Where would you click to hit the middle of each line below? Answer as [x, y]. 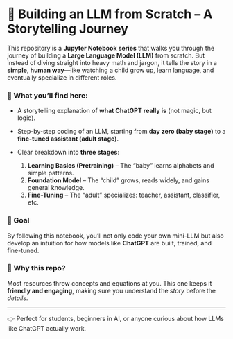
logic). [26, 118]
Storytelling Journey [68, 29]
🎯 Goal [18, 220]
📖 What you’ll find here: [48, 95]
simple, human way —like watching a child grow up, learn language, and [111, 70]
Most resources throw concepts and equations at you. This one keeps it [110, 283]
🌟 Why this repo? [36, 268]
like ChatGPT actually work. [47, 328]
